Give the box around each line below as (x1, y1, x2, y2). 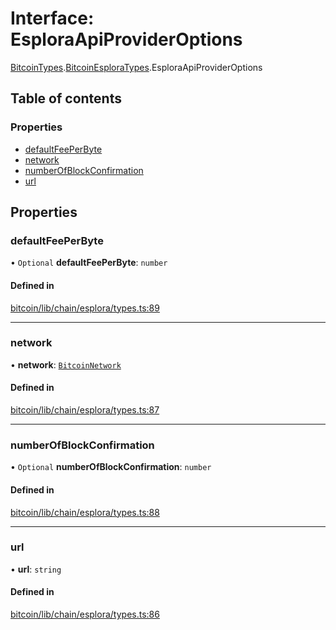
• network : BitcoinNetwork (10, 358, 122, 371)
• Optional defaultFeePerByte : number (10, 257, 168, 269)
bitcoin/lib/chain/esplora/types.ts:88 (10, 506, 160, 518)
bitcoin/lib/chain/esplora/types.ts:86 (10, 608, 160, 621)
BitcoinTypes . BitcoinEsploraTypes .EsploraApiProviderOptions (10, 61, 263, 73)
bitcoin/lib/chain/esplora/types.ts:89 (10, 302, 160, 314)
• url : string (10, 563, 62, 575)
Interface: (10, 7, 95, 30)
